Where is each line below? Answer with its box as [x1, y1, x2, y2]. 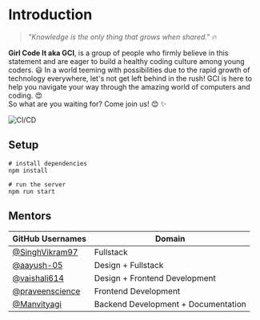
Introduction [8, 6, 93, 24]
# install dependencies [8, 159, 88, 167]
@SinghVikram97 [12, 246, 78, 258]
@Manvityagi [12, 298, 62, 310]
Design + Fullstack [94, 259, 164, 270]
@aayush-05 [12, 259, 63, 270]
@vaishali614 [12, 272, 64, 283]
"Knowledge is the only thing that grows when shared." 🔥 [27, 32, 218, 42]
